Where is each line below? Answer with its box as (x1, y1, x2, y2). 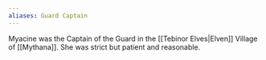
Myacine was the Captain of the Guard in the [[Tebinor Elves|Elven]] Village (8, 34, 258, 43)
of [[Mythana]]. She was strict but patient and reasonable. (8, 42, 201, 52)
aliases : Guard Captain (8, 11, 88, 20)
